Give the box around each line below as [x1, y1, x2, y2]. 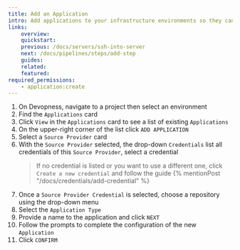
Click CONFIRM [18, 236, 58, 244]
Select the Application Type [18, 205, 102, 214]
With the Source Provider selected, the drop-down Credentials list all [18, 140, 223, 149]
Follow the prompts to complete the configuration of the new [18, 221, 197, 229]
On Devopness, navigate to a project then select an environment [18, 102, 207, 111]
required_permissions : [8, 76, 75, 84]
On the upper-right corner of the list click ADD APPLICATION [18, 125, 189, 134]
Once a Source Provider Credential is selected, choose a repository [18, 190, 220, 199]
